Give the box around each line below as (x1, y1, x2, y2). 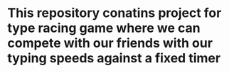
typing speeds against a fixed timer (7, 50, 221, 67)
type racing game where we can (7, 20, 201, 36)
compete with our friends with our (7, 35, 213, 51)
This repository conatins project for (7, 5, 222, 21)
